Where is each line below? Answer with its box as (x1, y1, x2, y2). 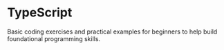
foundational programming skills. (7, 34, 101, 42)
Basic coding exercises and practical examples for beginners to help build (7, 27, 218, 36)
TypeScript (7, 5, 73, 21)
